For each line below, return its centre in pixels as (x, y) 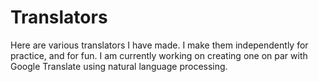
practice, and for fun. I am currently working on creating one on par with (159, 55)
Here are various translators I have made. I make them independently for (159, 45)
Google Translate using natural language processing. (119, 66)
